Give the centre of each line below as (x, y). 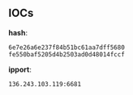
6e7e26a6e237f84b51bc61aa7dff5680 (67, 47)
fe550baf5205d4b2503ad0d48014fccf (67, 54)
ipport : (20, 69)
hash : (18, 32)
